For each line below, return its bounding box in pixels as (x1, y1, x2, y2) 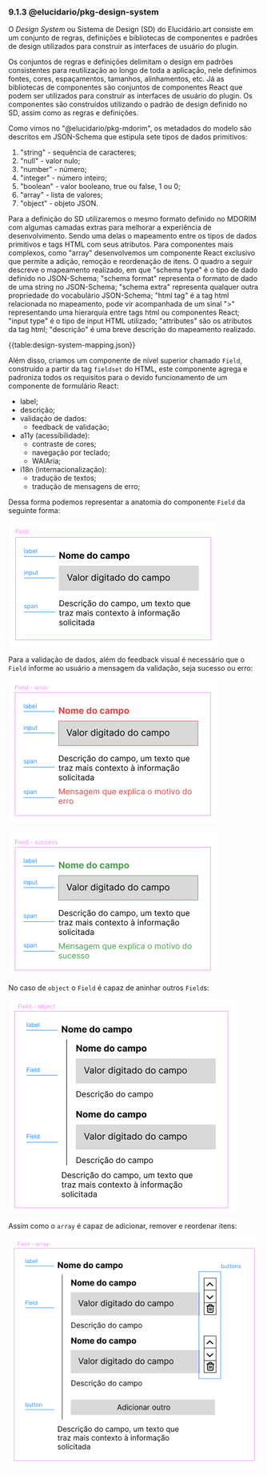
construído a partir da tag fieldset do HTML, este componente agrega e (8, 364, 248, 374)
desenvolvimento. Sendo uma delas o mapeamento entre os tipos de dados (8, 231, 257, 241)
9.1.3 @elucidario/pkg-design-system (8, 6, 160, 18)
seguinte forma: (8, 506, 61, 515)
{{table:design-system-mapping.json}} (8, 340, 136, 350)
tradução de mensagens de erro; (31, 482, 141, 491)
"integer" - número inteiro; (19, 173, 108, 182)
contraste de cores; (31, 439, 97, 449)
